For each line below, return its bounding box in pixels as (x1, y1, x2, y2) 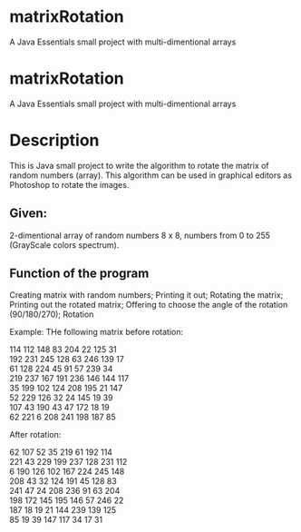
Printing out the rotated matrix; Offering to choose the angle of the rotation (9, 300, 288, 310)
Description (9, 130, 100, 151)
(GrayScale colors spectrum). (9, 239, 120, 251)
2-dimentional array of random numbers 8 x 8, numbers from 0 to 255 (9, 230, 270, 241)
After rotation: (9, 429, 62, 440)
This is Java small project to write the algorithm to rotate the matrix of (9, 160, 269, 171)
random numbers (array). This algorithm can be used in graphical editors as (9, 170, 293, 181)
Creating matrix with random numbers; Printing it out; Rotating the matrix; (9, 290, 284, 300)
